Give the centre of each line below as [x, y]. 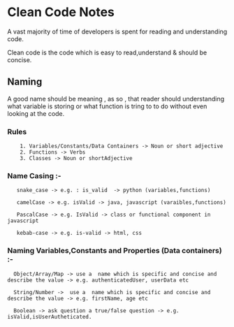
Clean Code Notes [61, 12]
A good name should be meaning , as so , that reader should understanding [116, 99]
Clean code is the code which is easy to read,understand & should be [107, 52]
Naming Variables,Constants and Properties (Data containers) [115, 251]
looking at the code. [36, 113]
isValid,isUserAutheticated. [50, 317]
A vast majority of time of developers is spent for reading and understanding [117, 31]
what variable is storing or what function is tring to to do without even [107, 106]
